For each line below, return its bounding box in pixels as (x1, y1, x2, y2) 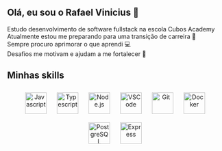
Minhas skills (7, 70, 65, 81)
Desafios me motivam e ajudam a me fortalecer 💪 (7, 49, 147, 58)
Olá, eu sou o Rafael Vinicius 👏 (7, 7, 139, 18)
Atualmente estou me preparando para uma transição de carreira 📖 (7, 32, 197, 40)
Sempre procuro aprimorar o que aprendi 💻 (7, 40, 132, 48)
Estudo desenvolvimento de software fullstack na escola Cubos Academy (7, 25, 215, 33)
